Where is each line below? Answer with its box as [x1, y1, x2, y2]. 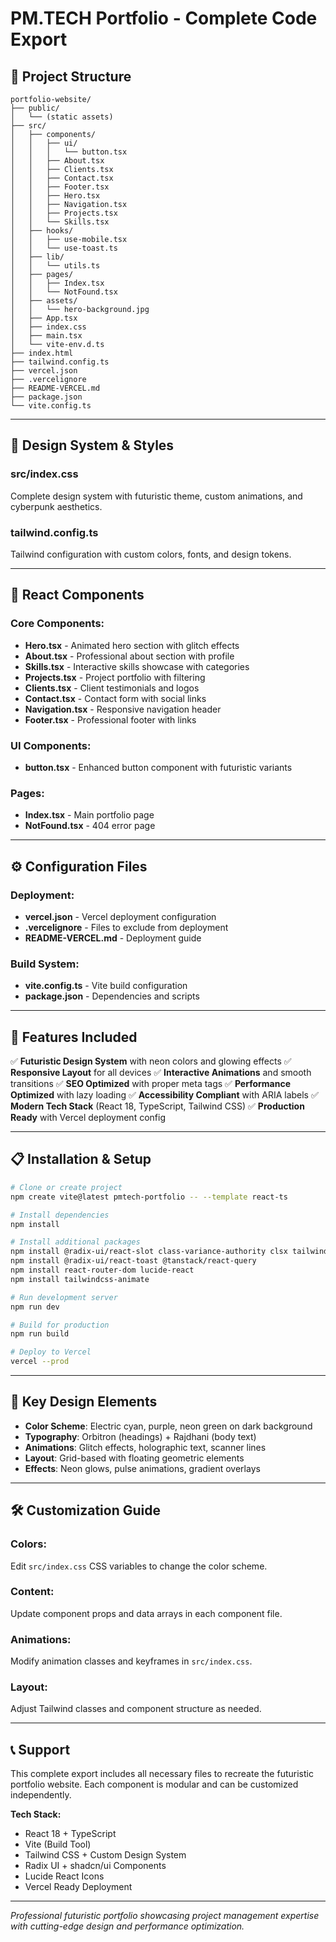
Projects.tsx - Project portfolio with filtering [24, 671, 206, 683]
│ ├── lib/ [10, 252, 65, 262]
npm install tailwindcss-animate [10, 1274, 150, 1284]
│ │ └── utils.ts [10, 261, 101, 271]
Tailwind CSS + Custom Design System [24, 1849, 187, 1861]
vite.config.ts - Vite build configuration [24, 980, 188, 992]
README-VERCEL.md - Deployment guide [24, 932, 202, 944]
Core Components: [10, 617, 105, 631]
